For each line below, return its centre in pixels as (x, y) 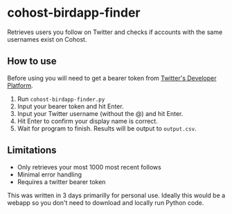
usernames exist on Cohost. (47, 39)
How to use (32, 61)
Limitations (32, 150)
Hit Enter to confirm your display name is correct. (87, 121)
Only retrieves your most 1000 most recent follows (89, 167)
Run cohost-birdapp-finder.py (61, 99)
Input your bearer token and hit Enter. (70, 106)
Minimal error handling (49, 174)
